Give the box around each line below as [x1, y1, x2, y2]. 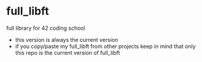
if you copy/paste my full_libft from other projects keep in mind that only [15, 43, 196, 50]
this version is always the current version [15, 36, 119, 43]
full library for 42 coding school [6, 24, 85, 32]
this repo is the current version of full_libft [15, 49, 120, 56]
